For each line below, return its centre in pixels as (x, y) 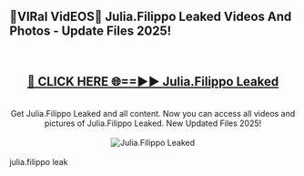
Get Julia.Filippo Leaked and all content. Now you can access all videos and (153, 113)
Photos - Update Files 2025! (91, 31)
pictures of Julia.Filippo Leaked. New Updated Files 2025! (153, 123)
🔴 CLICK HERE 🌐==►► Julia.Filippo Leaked (153, 82)
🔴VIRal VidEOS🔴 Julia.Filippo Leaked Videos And (151, 17)
